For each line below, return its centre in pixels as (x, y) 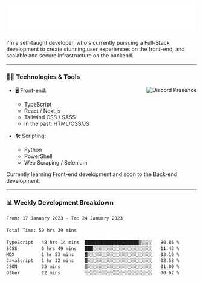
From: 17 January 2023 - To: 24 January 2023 (64, 218)
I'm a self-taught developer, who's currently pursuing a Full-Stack (88, 43)
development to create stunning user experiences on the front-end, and (96, 49)
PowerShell (38, 156)
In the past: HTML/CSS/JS (56, 124)
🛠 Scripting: (31, 136)
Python (33, 150)
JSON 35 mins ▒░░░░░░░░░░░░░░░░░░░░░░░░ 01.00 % (93, 267)
